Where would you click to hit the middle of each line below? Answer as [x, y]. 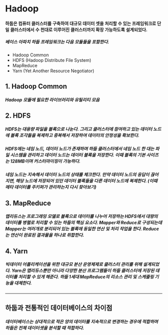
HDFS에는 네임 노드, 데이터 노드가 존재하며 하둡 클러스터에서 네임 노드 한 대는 [80, 149]
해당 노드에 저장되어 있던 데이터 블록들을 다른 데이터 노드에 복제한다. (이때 [87, 181]
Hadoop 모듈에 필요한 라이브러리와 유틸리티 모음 [52, 100]
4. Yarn [17, 251]
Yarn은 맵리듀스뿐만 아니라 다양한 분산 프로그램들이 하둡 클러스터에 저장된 [83, 271]
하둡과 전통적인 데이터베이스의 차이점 [59, 308]
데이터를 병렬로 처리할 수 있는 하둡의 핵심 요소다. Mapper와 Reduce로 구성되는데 [84, 223]
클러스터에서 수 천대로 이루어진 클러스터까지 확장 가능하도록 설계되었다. [79, 29]
